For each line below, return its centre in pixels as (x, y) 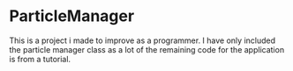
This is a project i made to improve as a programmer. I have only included (143, 40)
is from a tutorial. (40, 59)
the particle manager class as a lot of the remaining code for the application (147, 49)
